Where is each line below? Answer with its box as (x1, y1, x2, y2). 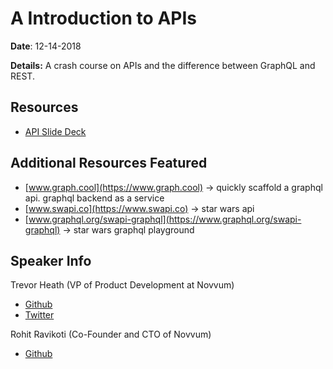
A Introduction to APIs (10, 7, 197, 30)
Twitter (24, 309, 55, 321)
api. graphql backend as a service (24, 192, 165, 204)
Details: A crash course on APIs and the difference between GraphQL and (10, 59, 316, 71)
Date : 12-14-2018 (10, 40, 82, 52)
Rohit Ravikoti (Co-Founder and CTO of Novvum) (10, 328, 212, 341)
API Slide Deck (24, 125, 87, 137)
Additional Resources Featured (10, 155, 208, 172)
